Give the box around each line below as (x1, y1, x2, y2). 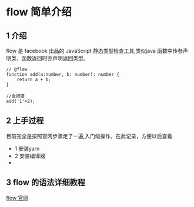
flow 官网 (6, 194, 29, 201)
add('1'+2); (6, 98, 35, 104)
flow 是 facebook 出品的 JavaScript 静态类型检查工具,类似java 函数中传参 (6, 48, 183, 54)
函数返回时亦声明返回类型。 (21, 55, 89, 62)
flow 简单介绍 (6, 5, 72, 19)
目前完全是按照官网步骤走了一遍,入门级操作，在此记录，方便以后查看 (6, 132, 173, 139)
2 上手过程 (6, 116, 44, 126)
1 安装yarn (14, 145, 40, 152)
